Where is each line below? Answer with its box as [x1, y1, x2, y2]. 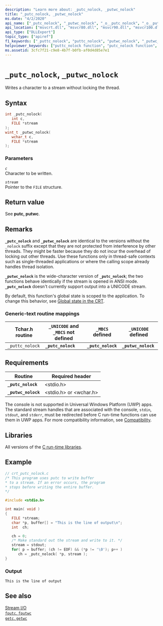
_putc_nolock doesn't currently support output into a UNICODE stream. [5, 284, 147, 289]
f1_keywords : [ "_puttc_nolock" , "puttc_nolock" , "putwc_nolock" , [5, 39, 140, 44]
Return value [5, 198, 45, 206]
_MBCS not [52, 329, 75, 336]
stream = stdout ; [11, 543, 47, 548]
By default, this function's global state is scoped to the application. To [5, 293, 145, 299]
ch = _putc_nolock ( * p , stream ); [17, 552, 88, 557]
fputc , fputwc [5, 610, 32, 616]
